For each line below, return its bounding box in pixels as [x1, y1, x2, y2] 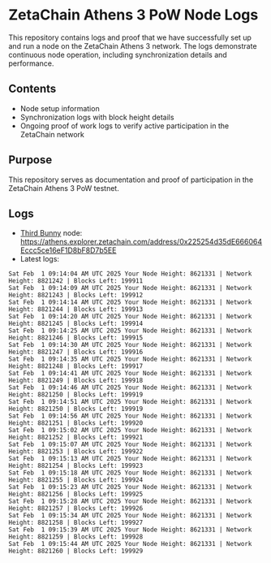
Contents [8, 82, 57, 96]
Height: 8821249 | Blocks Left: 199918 [8, 376, 144, 385]
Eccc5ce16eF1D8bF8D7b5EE [19, 245, 117, 255]
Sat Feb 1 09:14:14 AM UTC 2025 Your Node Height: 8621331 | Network [8, 298, 252, 306]
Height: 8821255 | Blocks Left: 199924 [8, 476, 144, 484]
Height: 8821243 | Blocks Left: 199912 [8, 291, 144, 300]
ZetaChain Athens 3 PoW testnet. [8, 183, 119, 193]
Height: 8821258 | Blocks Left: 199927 [8, 518, 144, 527]
